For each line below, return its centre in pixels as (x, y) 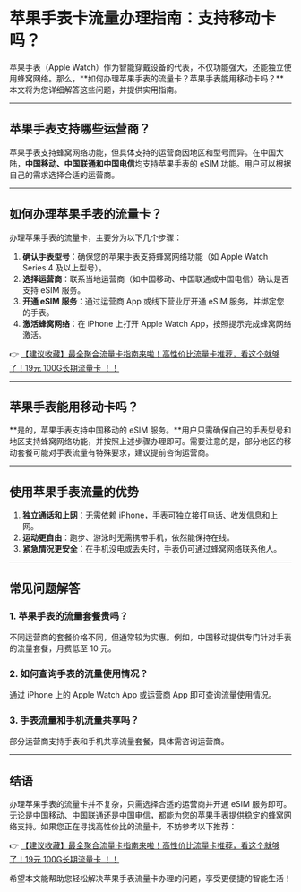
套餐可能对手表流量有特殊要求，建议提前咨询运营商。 (115, 452)
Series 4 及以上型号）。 (64, 267)
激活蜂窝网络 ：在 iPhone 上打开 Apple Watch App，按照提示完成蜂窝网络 (157, 323)
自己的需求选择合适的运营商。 (64, 175)
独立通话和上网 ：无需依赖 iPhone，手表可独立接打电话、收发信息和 (146, 515)
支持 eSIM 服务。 (54, 290)
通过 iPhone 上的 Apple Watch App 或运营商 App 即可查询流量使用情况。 (143, 695)
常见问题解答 (45, 588)
